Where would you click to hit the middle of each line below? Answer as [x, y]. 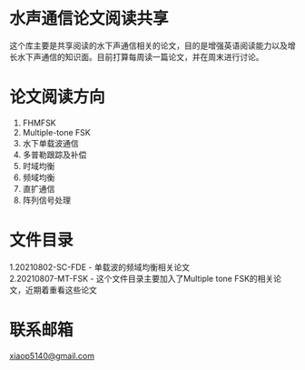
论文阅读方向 [58, 97]
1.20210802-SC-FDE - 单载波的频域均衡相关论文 [100, 267]
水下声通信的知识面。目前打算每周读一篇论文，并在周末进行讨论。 [140, 56]
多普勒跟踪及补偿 [54, 155]
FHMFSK [39, 123]
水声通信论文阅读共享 [89, 19]
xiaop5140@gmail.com [52, 355]
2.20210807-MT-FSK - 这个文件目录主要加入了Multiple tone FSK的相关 [142, 278]
